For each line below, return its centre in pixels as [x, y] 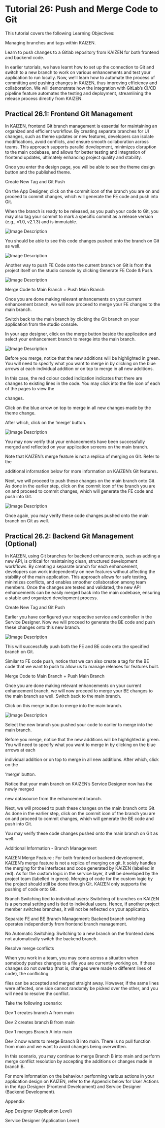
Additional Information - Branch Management [51, 848]
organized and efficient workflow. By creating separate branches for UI [77, 131]
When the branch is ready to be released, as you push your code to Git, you [82, 211]
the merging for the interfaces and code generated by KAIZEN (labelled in [80, 868]
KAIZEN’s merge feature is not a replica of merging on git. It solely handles [81, 863]
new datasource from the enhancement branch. [53, 798]
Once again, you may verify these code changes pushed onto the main [77, 515]
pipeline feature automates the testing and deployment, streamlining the [78, 93]
